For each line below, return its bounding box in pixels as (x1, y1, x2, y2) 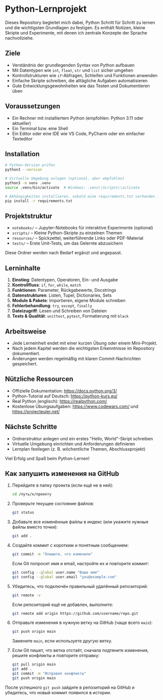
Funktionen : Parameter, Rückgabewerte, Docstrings (12, 287, 116, 293)
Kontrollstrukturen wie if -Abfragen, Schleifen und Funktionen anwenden (12, 72, 158, 78)
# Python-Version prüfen (5, 163, 55, 168)
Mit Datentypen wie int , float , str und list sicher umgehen (12, 67, 133, 73)
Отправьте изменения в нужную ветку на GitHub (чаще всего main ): (12, 620, 153, 625)
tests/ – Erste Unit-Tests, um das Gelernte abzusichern (12, 240, 123, 246)
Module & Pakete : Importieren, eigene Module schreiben (12, 298, 126, 303)
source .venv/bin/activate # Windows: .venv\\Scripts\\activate (5, 185, 140, 190)
